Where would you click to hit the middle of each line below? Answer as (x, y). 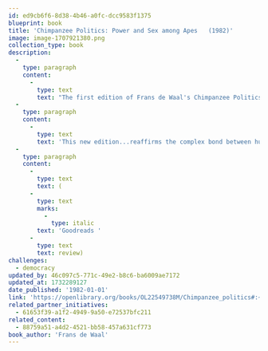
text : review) (60, 253)
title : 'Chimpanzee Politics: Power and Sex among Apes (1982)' (121, 30)
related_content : (37, 320)
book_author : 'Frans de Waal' (59, 335)
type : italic (72, 223)
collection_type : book (46, 45)
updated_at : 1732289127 (48, 283)
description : (30, 53)
